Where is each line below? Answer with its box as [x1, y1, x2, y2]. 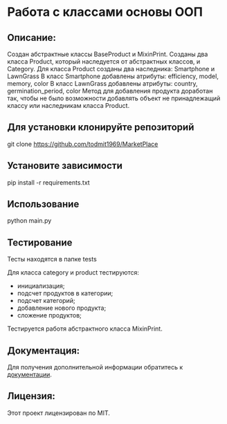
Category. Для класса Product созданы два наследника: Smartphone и [7, 65, 215, 73]
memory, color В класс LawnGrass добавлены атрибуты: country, [7, 80, 199, 87]
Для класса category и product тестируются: [7, 268, 140, 277]
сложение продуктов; [17, 311, 82, 320]
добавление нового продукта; [17, 304, 107, 312]
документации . [7, 371, 52, 379]
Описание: [7, 32, 57, 44]
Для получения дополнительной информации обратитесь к [7, 363, 183, 371]
